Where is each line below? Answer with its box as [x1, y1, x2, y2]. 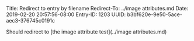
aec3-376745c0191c [6, 17, 56, 24]
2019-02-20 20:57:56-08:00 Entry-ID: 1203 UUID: [6, 11, 126, 18]
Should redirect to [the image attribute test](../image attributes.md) [6, 28, 167, 35]
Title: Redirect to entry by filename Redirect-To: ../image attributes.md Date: [6, 5, 189, 12]
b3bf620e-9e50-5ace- [127, 11, 183, 18]
